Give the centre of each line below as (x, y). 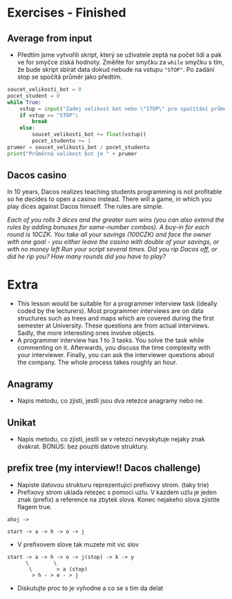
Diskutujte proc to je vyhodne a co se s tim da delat (90, 588)
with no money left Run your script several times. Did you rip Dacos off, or (112, 249)
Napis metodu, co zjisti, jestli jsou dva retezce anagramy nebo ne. (111, 401)
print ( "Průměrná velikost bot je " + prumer (72, 153)
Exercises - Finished (67, 13)
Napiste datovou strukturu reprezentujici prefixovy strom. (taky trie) (113, 484)
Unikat (22, 422)
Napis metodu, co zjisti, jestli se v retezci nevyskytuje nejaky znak (111, 439)
